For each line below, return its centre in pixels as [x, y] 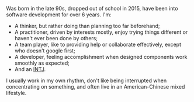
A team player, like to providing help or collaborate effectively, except [98, 44]
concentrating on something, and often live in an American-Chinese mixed [96, 87]
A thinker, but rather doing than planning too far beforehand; [87, 26]
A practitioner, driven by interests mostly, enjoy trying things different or [101, 32]
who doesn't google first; [45, 51]
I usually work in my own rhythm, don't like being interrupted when [86, 80]
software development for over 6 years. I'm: [59, 15]
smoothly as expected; [42, 63]
